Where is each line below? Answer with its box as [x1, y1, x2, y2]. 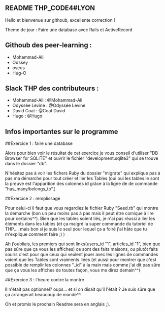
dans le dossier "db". [5, 161, 48, 167]
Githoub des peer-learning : [5, 41, 92, 49]
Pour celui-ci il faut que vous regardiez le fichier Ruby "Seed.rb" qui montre [5, 205, 159, 211]
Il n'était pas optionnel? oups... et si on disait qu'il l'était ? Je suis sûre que [5, 286, 156, 292]
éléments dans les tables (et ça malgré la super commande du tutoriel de [5, 221, 153, 227]
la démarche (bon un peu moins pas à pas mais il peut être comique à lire [5, 210, 154, 217]
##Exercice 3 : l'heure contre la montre [5, 277, 85, 283]
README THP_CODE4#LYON [5, 4, 95, 12]
